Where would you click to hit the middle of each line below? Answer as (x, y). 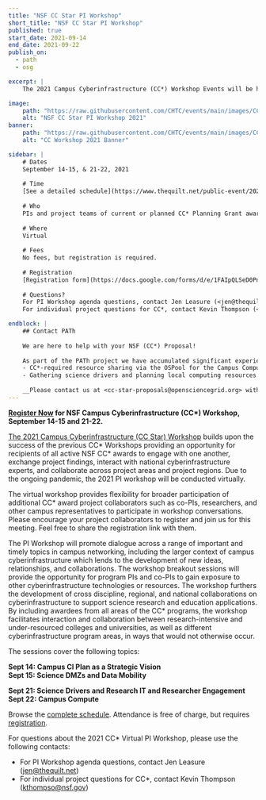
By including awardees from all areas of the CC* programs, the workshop (128, 610)
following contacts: (39, 746)
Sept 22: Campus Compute (53, 698)
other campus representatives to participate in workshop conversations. (126, 511)
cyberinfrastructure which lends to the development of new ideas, (116, 560)
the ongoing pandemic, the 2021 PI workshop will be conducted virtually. (127, 479)
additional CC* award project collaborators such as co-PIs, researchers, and (133, 502)
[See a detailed (49, 191)
